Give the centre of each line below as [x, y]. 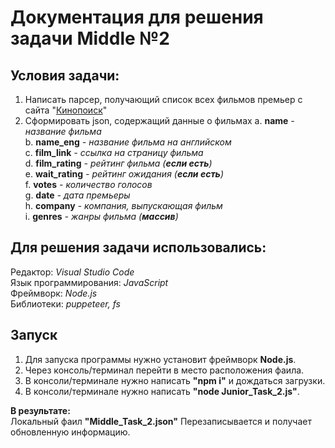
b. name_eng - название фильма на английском [128, 142]
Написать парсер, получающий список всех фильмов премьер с [163, 99]
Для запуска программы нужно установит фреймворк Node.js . [160, 359]
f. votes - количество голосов [88, 184]
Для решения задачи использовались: [138, 247]
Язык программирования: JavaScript [89, 282]
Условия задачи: [65, 75]
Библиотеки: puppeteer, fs [65, 303]
